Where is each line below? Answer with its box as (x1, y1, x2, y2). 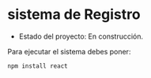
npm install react (7, 61, 68, 70)
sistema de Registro (7, 6, 141, 24)
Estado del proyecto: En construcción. (18, 32, 144, 41)
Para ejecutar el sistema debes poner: (7, 46, 131, 56)
